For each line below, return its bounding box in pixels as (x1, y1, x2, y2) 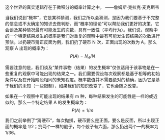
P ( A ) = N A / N (70, 53, 95, 60)
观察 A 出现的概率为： (5, 46, 50, 51)
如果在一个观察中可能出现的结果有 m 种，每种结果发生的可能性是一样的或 (5, 93, 154, 99)
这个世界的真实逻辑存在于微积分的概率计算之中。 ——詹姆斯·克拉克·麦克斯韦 (5, 4, 160, 10)
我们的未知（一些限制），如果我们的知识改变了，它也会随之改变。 (9, 83, 141, 89)
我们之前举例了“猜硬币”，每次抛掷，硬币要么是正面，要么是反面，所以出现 (5, 117, 156, 123)
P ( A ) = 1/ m (71, 107, 94, 113)
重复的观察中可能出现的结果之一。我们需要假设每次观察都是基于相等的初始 (9, 70, 160, 76)
